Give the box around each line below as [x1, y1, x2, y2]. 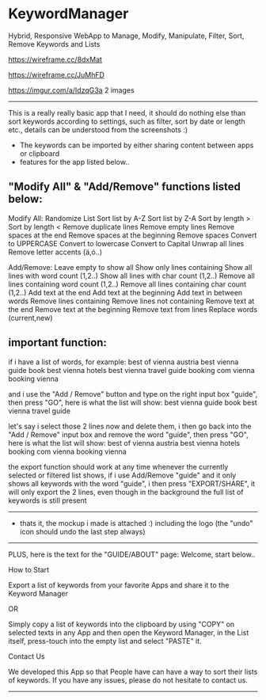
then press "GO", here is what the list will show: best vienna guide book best [8, 398, 257, 407]
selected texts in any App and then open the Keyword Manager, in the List [8, 627, 249, 637]
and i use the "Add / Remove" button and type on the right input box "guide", [8, 389, 258, 398]
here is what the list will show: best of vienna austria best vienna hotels [8, 438, 240, 447]
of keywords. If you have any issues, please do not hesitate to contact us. [8, 675, 248, 685]
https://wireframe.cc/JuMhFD [8, 70, 105, 79]
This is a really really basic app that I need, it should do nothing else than [8, 108, 246, 117]
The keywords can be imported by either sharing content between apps [19, 140, 254, 150]
